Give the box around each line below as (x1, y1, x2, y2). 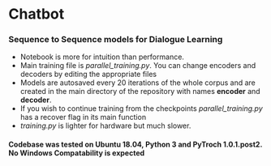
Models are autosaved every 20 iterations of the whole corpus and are (19, 78, 256, 87)
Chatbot (8, 5, 65, 23)
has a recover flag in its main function (19, 113, 147, 122)
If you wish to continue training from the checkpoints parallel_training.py (19, 104, 264, 113)
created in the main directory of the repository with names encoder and (19, 87, 261, 96)
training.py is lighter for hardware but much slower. (19, 121, 191, 130)
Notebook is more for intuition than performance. (19, 52, 185, 62)
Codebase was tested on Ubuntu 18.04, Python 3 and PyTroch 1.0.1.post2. (8, 139, 263, 150)
